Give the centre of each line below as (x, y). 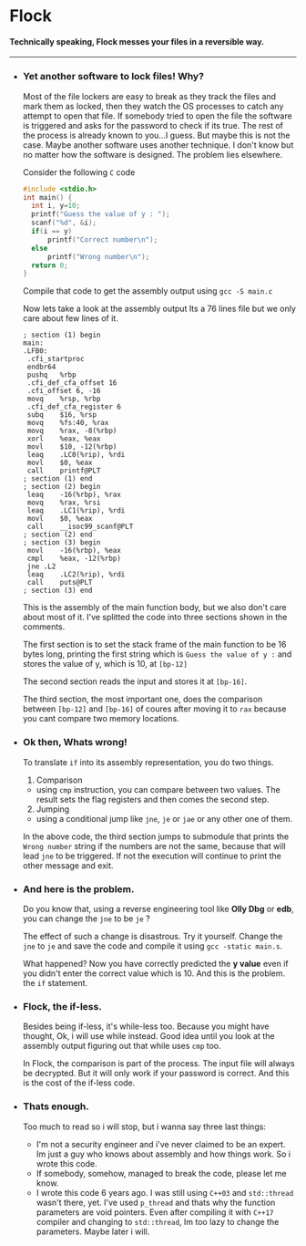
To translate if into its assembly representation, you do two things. (148, 762)
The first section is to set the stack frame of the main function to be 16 (154, 645)
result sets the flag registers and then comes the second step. (153, 799)
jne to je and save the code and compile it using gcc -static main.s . (153, 946)
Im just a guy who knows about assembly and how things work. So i (163, 1154)
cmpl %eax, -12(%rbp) (74, 559)
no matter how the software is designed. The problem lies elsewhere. (153, 154)
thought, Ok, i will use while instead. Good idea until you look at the (148, 1036)
